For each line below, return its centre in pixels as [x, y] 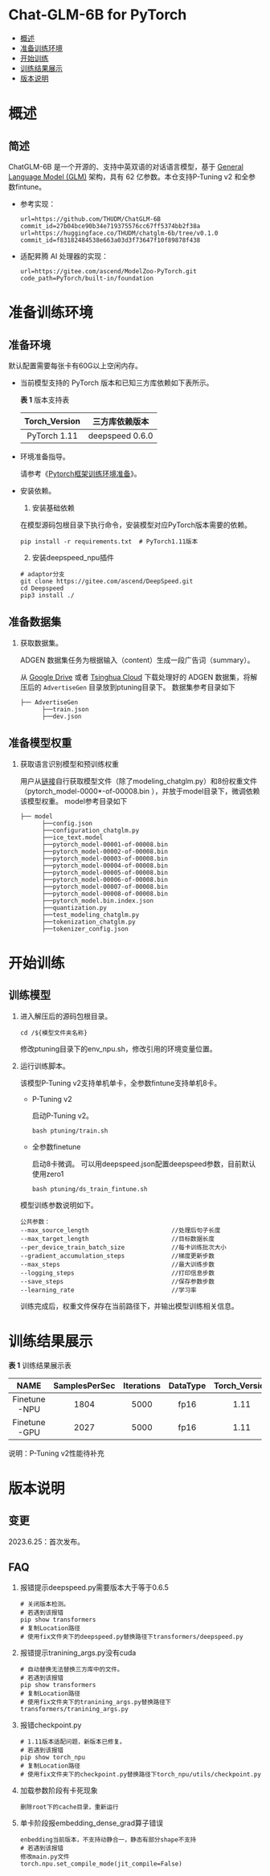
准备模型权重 [40, 743]
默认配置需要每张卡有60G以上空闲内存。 [75, 365]
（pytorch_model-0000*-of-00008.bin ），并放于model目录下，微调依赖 [140, 791]
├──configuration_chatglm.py [90, 830]
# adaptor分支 [43, 574]
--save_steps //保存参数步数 [117, 1281]
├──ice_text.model [72, 838]
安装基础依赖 [53, 507]
